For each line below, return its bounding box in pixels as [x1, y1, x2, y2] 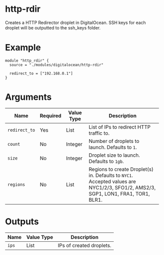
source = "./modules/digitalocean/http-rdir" [9, 62, 104, 67]
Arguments [5, 92, 52, 103]
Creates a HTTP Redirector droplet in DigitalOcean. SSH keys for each [5, 20, 146, 25]
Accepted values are [88, 178, 136, 185]
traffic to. [88, 130, 110, 137]
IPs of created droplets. [58, 242, 111, 249]
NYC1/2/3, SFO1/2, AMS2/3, [88, 184, 156, 191]
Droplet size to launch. [88, 152, 140, 159]
